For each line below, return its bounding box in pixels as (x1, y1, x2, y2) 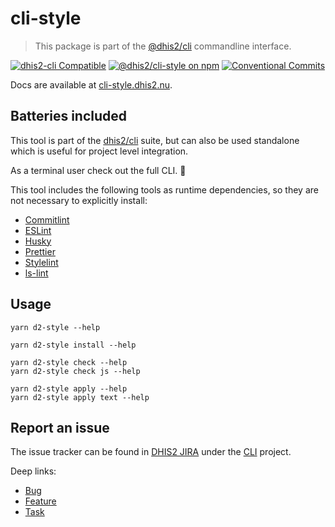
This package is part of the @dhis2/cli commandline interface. (34, 40, 292, 52)
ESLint (24, 224, 52, 236)
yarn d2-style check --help (10, 357, 128, 367)
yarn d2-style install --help (10, 340, 137, 350)
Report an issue (10, 419, 110, 436)
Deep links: (10, 465, 57, 477)
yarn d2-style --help (10, 322, 101, 332)
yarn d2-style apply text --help (10, 392, 150, 402)
